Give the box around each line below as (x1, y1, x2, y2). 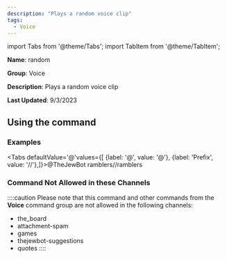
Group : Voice (7, 69, 45, 77)
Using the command (7, 116, 96, 128)
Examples (7, 137, 42, 147)
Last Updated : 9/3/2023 (7, 96, 78, 104)
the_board (17, 214, 47, 223)
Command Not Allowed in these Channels (7, 178, 151, 187)
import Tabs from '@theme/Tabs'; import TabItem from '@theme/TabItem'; (7, 42, 221, 51)
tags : (7, 17, 23, 24)
